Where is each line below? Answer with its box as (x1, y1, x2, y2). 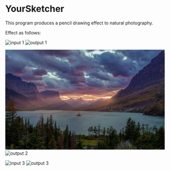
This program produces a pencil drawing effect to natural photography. (5, 20, 153, 26)
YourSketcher (5, 3, 65, 15)
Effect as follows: (5, 29, 41, 36)
